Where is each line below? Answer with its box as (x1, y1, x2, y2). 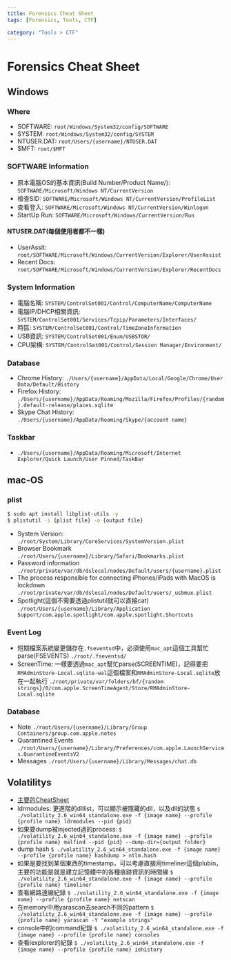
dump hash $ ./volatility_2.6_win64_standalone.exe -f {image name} (17, 845, 221, 853)
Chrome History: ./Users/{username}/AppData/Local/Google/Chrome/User (17, 374, 223, 382)
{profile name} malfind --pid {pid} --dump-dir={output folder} (17, 839, 206, 846)
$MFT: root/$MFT (17, 144, 66, 153)
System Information (7, 282, 75, 292)
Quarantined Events (17, 736, 74, 744)
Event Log (7, 627, 41, 637)
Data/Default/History (17, 381, 79, 389)
